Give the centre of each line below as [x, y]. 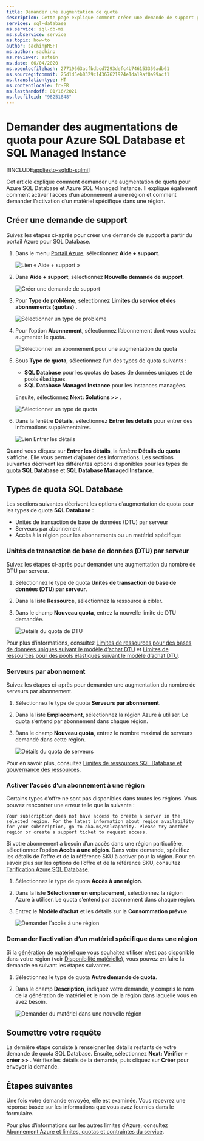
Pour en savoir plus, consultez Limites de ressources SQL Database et [94, 763]
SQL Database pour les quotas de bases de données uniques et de [108, 372]
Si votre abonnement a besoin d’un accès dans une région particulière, [95, 844]
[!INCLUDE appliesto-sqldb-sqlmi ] [48, 170]
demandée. [29, 619]
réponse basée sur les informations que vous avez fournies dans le [90, 1107]
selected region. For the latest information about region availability [100, 822]
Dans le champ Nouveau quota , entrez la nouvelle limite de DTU [96, 612]
